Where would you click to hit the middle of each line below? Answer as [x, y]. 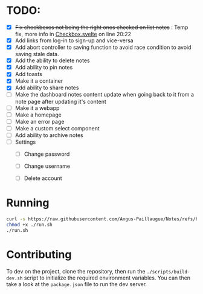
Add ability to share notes [47, 88]
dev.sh [14, 278]
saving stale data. [37, 54]
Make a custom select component [57, 128]
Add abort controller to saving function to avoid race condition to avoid [103, 47]
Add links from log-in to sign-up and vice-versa [74, 40]
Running [28, 203]
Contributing [39, 254]
